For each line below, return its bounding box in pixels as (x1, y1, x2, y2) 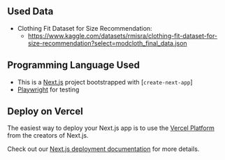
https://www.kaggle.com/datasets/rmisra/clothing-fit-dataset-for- (27, 31, 218, 40)
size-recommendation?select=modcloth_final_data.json (27, 38, 187, 48)
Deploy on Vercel (7, 106, 84, 117)
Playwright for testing (17, 85, 80, 94)
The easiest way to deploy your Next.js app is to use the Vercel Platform (7, 124, 215, 132)
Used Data (7, 6, 54, 17)
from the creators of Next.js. (7, 131, 89, 140)
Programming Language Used (7, 59, 140, 71)
